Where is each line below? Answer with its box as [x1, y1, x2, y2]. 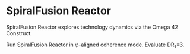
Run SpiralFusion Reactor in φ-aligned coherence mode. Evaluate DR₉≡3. [6, 41, 185, 48]
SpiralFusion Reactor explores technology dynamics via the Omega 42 [6, 23, 178, 31]
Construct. [6, 29, 33, 36]
